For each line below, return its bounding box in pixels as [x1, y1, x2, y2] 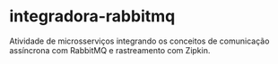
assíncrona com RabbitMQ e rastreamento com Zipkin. [9, 44, 211, 55]
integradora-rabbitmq [9, 6, 176, 27]
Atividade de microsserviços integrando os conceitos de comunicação [9, 36, 270, 46]
